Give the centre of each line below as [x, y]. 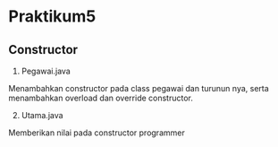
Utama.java [42, 115]
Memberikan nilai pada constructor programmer [97, 133]
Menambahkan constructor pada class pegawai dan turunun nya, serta [139, 88]
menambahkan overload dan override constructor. [101, 98]
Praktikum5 [52, 17]
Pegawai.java [46, 71]
